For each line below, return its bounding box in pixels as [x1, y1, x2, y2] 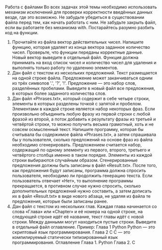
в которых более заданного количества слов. [12, 90, 106, 96]
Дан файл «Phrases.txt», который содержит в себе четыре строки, [12, 96, 150, 101]
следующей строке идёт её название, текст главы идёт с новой [12, 214, 144, 220]
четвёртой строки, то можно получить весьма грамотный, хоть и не [12, 121, 154, 127]
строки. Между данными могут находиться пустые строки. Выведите [12, 219, 156, 224]
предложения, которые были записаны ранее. [12, 198, 108, 204]
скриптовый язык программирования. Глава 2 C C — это [12, 229, 131, 235]
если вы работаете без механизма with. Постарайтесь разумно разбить [5, 25, 155, 30]
